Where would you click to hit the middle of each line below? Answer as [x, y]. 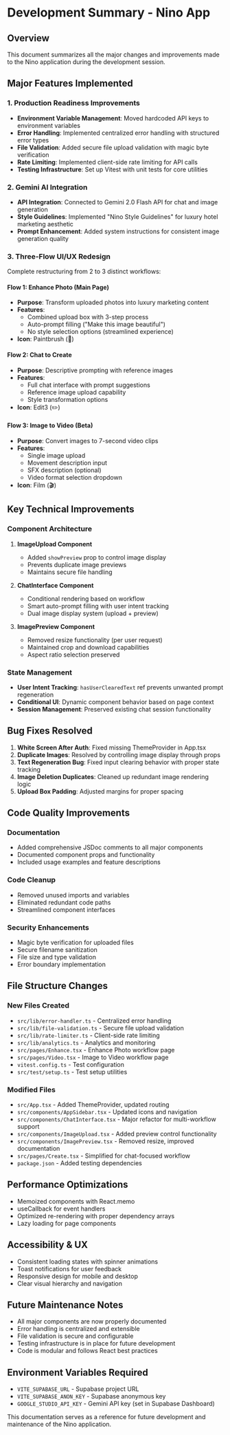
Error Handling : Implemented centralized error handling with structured [118, 133]
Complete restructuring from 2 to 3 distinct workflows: [84, 272]
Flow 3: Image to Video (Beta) [50, 425]
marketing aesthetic [45, 224]
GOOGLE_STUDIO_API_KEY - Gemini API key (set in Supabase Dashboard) [116, 1404]
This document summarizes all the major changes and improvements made [113, 54]
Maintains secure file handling [70, 572]
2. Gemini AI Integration [47, 187]
